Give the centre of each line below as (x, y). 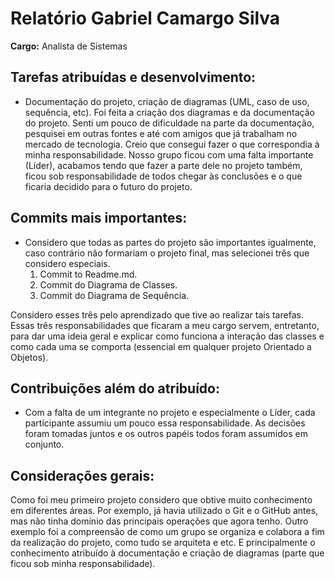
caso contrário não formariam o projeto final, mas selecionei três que (167, 253)
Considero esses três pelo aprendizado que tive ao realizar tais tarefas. (157, 314)
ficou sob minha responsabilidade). (83, 564)
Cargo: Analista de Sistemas (69, 46)
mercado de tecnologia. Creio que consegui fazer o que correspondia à (172, 144)
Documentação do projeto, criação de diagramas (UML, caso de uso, (167, 101)
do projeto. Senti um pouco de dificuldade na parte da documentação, (169, 123)
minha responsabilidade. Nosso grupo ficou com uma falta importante (169, 154)
